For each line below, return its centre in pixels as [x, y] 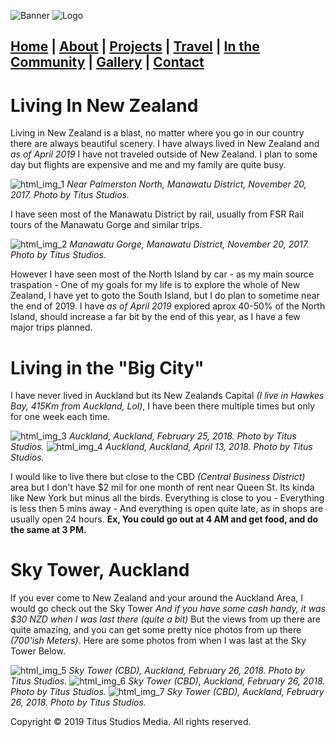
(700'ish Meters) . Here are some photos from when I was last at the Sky [158, 641]
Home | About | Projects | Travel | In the [135, 46]
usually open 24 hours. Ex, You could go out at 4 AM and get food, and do [164, 519]
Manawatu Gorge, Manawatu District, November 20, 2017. [189, 244]
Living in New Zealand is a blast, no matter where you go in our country [157, 133]
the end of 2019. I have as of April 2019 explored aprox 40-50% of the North [168, 306]
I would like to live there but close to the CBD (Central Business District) [158, 477]
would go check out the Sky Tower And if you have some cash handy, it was [168, 609]
